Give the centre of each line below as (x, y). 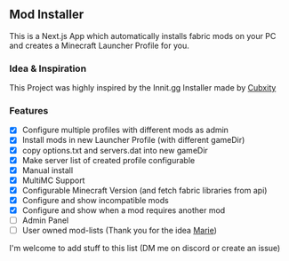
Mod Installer (47, 15)
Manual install (48, 170)
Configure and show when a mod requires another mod (124, 210)
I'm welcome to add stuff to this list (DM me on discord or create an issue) (145, 249)
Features (29, 111)
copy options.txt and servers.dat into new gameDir (115, 150)
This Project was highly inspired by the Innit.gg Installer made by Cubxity (143, 88)
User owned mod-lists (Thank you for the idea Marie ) (120, 231)
